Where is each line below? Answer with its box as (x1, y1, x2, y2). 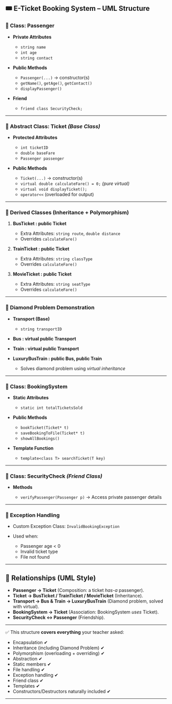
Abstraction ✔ (12, 656, 42, 662)
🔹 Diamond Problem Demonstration (5, 304, 95, 311)
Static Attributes (12, 394, 49, 400)
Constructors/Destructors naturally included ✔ (12, 688, 111, 695)
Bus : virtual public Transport (12, 335, 76, 342)
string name (20, 45, 46, 50)
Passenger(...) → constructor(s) (20, 74, 90, 80)
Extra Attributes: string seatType (20, 281, 91, 287)
